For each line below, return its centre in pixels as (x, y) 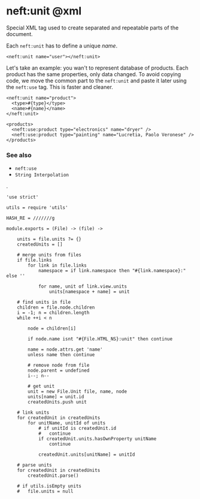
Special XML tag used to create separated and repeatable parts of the (93, 28)
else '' (16, 276)
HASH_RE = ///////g (31, 218)
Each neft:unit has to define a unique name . (62, 46)
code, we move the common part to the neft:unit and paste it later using (96, 80)
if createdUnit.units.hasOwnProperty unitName (97, 439)
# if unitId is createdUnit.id (77, 428)
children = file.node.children (56, 307)
